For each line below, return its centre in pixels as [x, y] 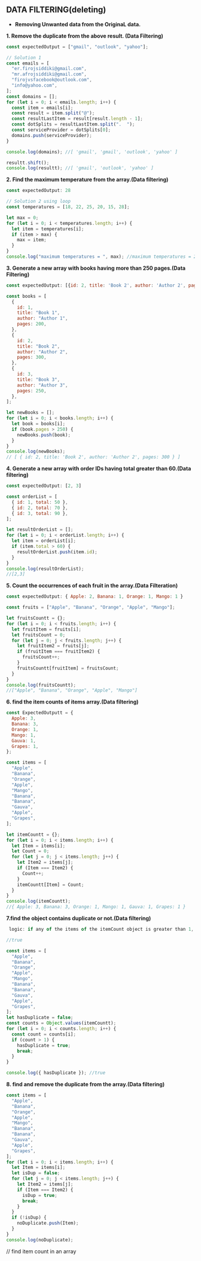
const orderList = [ [32, 497]
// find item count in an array [41, 1251]
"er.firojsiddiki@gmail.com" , [49, 69]
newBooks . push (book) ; [44, 435]
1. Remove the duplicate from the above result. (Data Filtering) [85, 36]
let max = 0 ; [22, 218]
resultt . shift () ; [28, 163]
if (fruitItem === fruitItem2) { [59, 651]
